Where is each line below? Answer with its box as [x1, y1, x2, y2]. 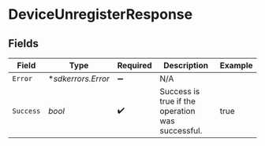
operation [159, 106, 196, 116]
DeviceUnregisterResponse [8, 5, 193, 24]
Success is [159, 86, 200, 97]
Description [163, 60, 209, 71]
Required [117, 60, 152, 71]
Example [219, 60, 253, 71]
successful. [159, 126, 203, 136]
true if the [159, 96, 196, 107]
